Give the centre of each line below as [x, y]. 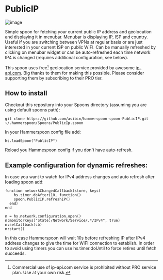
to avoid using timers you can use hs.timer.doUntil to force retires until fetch [81, 249]
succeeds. [15, 253]
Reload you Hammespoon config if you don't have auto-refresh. [69, 150]
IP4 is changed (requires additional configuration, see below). [67, 57]
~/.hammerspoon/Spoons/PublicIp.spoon [44, 123]
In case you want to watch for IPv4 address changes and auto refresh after [80, 177]
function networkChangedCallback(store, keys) [53, 191]
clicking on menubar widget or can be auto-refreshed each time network [78, 52]
